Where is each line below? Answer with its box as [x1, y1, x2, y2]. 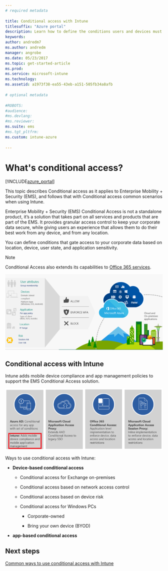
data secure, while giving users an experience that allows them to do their [5, 224, 157, 230]
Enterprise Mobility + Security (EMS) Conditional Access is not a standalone [5, 208, 162, 214]
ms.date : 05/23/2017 [5, 55, 48, 60]
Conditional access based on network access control [19, 484, 129, 490]
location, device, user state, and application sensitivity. [5, 245, 118, 251]
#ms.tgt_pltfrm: [5, 129, 39, 134]
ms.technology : [5, 76, 37, 82]
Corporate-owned [27, 513, 65, 519]
